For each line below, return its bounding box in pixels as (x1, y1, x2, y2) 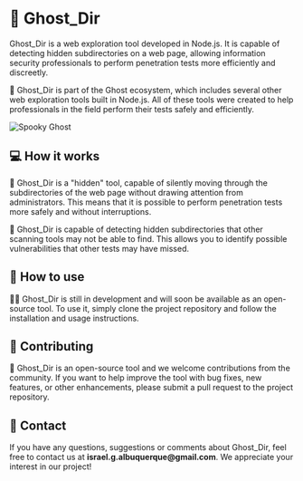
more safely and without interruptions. (9, 206, 152, 216)
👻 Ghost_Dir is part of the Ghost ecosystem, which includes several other (9, 84, 282, 95)
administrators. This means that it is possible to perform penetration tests (9, 197, 283, 207)
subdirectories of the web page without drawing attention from (9, 187, 244, 197)
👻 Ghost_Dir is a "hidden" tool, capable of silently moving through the (9, 177, 269, 188)
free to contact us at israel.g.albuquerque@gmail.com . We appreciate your (9, 452, 294, 463)
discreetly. (9, 67, 49, 78)
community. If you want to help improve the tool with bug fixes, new (9, 372, 262, 383)
